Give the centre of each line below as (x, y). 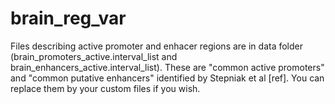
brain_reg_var (68, 18)
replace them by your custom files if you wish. (105, 88)
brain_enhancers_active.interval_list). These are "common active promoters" (167, 67)
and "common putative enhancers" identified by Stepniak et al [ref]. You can (167, 78)
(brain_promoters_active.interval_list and (94, 56)
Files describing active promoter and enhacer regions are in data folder (157, 46)
